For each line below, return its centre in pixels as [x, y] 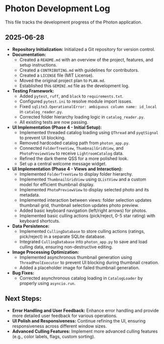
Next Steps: [23, 299]
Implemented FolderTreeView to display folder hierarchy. [76, 174]
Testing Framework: [33, 91]
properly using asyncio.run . [47, 283]
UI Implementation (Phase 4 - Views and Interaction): [67, 169]
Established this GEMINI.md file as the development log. [74, 86]
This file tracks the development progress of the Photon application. [74, 22]
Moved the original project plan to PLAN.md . [62, 80]
